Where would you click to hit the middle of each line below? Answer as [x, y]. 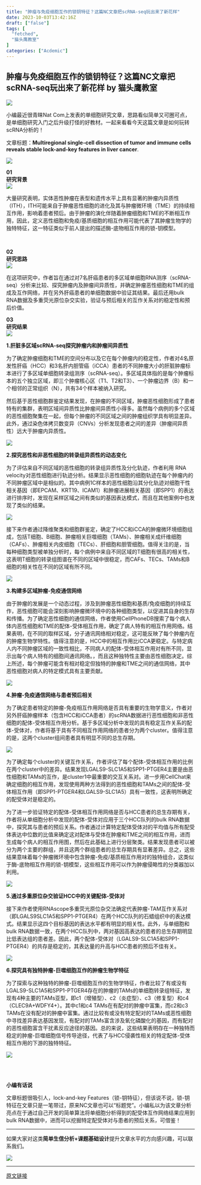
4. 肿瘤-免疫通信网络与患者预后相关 [49, 695]
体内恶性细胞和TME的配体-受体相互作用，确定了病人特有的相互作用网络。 [97, 626]
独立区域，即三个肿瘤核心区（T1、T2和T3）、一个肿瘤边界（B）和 [107, 380]
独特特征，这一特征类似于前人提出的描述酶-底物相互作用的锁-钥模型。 [92, 228]
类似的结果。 [32, 505]
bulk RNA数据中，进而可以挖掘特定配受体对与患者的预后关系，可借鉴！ [94, 1120]
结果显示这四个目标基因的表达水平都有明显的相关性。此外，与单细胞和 [103, 923]
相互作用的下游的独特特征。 [40, 1043]
